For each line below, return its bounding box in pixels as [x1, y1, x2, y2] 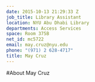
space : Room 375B [6, 31, 50, 37]
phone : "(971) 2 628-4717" [6, 48, 73, 53]
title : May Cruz [6, 53, 47, 59]
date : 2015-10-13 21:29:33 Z [6, 8, 79, 15]
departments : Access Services [6, 25, 82, 31]
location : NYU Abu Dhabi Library [6, 20, 90, 26]
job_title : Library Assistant [6, 14, 82, 20]
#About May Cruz [6, 69, 50, 76]
